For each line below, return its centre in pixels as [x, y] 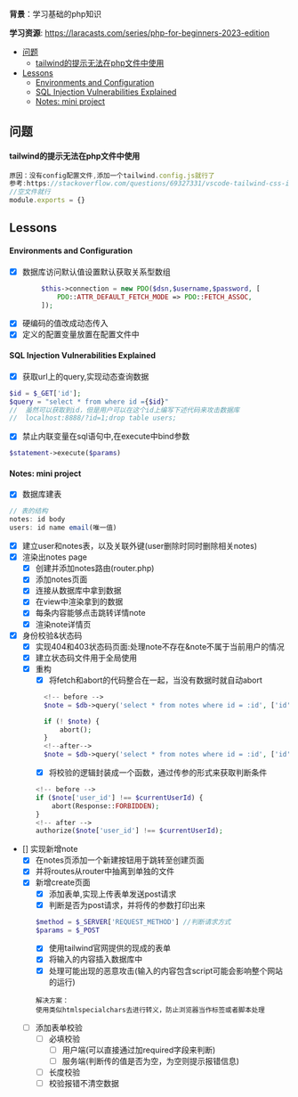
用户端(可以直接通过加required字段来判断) [139, 1050]
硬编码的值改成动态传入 [65, 323]
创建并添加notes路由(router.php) [95, 569]
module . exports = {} [48, 201]
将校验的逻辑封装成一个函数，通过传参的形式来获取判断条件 [158, 773]
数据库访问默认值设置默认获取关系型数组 [96, 272]
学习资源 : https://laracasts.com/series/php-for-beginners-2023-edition [139, 33]
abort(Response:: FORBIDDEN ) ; [106, 806]
